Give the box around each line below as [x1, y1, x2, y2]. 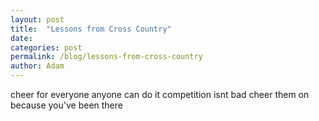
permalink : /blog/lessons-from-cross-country [10, 52, 203, 62]
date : [10, 33, 33, 43]
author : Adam [10, 61, 65, 71]
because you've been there [10, 99, 123, 111]
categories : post [10, 42, 83, 53]
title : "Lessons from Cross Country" [10, 24, 172, 34]
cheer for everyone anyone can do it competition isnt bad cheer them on [10, 89, 310, 100]
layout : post [10, 14, 65, 25]
